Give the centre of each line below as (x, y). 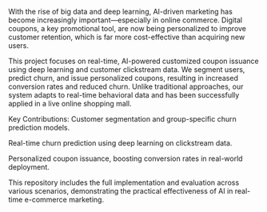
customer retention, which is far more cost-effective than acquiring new (127, 37)
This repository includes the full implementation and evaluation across (124, 182)
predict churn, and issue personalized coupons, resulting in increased (123, 78)
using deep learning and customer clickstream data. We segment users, (127, 70)
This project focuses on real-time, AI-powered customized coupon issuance (134, 61)
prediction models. (39, 128)
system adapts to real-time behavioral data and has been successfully (124, 95)
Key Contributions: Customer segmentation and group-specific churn (123, 119)
